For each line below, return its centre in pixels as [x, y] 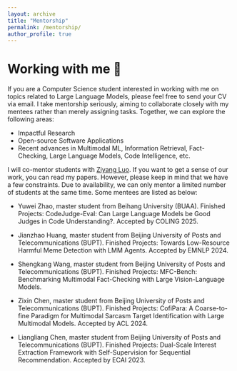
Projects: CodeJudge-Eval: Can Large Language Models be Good [114, 214]
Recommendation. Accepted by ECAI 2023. [81, 360]
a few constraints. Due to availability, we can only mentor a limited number [117, 185]
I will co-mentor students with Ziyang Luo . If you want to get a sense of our [118, 170]
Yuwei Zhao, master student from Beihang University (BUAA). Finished [121, 206]
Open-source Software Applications [71, 141]
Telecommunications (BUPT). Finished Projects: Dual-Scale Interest [117, 345]
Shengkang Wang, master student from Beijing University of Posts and [121, 264]
